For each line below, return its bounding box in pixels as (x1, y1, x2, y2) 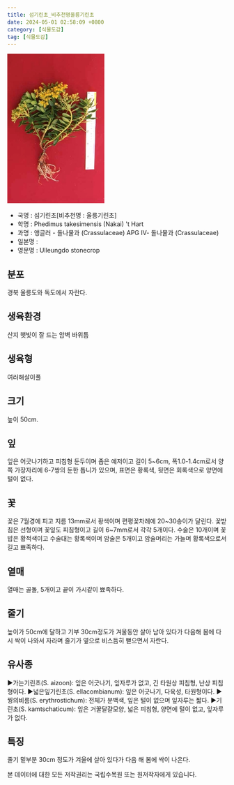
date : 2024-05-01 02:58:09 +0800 (7, 18, 104, 26)
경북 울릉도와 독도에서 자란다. (7, 288, 88, 297)
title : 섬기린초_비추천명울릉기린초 (7, 11, 95, 18)
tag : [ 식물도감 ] (7, 33, 49, 40)
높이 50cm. (7, 415, 39, 424)
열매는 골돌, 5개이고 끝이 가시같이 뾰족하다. (7, 585, 124, 593)
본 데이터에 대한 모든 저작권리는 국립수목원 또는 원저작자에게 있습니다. (7, 770, 197, 779)
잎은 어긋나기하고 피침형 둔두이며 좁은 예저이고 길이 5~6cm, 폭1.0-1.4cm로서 (7, 457, 217, 465)
